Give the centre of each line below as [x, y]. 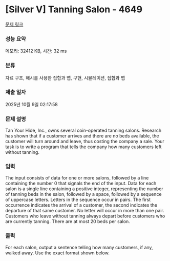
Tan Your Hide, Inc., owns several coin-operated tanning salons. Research [83, 130]
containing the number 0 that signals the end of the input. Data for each [81, 184]
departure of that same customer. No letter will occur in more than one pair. [85, 211]
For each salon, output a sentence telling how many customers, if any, [79, 247]
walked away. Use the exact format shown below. [58, 253]
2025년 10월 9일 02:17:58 [31, 104]
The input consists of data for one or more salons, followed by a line [77, 178]
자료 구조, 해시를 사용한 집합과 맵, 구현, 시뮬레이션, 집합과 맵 [65, 77]
